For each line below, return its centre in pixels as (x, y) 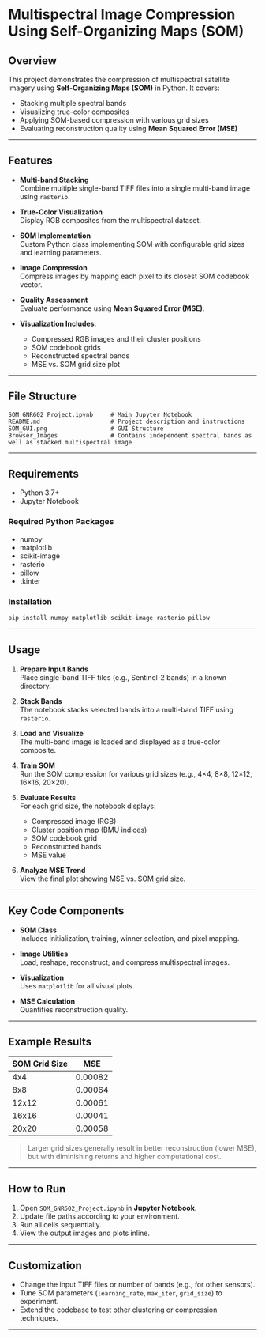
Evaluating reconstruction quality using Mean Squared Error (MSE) (129, 129)
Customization (45, 1266)
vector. (31, 284)
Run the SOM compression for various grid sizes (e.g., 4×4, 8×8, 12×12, (136, 773)
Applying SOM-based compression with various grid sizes (114, 120)
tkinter (30, 581)
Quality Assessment (54, 300)
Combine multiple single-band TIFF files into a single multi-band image (135, 188)
